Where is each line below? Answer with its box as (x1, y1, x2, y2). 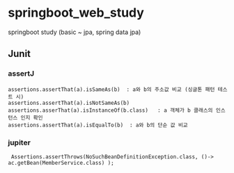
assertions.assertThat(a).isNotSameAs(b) (8, 99, 130, 106)
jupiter (8, 138, 31, 147)
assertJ (8, 69, 35, 79)
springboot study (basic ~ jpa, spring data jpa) (8, 28, 141, 36)
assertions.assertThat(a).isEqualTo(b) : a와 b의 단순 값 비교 (8, 122, 189, 129)
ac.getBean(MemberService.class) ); (8, 159, 114, 166)
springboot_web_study (8, 5, 145, 21)
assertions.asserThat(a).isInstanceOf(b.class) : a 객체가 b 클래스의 (8, 106, 213, 114)
